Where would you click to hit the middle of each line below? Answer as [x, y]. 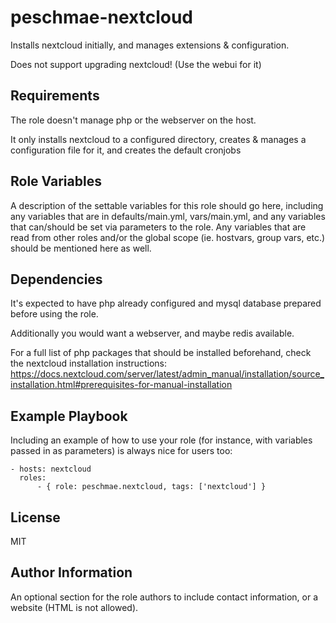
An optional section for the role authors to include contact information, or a [164, 597]
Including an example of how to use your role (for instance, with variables [161, 440]
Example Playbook [69, 416]
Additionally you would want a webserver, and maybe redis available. [152, 333]
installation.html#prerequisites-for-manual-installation [121, 385]
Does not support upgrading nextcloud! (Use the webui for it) [136, 64]
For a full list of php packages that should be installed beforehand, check [161, 353]
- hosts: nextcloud [51, 469]
